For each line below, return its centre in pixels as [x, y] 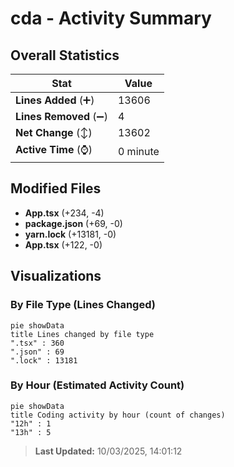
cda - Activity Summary [111, 18]
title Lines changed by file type [82, 334]
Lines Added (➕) [55, 100]
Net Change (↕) [54, 132]
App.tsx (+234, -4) [64, 213]
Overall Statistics [65, 55]
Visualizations [56, 276]
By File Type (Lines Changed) [83, 305]
